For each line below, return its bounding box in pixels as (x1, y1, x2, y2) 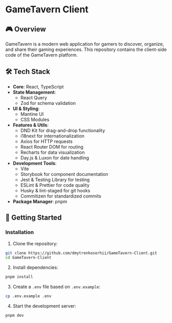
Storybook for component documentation (20, 171, 109, 177)
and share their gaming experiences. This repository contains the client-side (5, 46, 167, 52)
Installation (5, 229, 34, 236)
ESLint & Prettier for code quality (20, 182, 90, 188)
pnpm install (5, 274, 33, 280)
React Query (20, 94, 47, 101)
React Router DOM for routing (20, 143, 84, 150)
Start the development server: (12, 303, 77, 309)
